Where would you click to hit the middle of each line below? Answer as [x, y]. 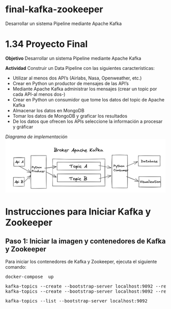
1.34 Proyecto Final [47, 44]
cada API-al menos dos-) [39, 94]
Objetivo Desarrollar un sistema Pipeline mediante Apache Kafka [73, 58]
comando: [16, 267]
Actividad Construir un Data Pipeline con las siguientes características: [80, 68]
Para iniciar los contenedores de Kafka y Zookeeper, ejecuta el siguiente [81, 262]
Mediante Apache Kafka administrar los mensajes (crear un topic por [85, 89]
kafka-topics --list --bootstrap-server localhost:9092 [76, 301]
